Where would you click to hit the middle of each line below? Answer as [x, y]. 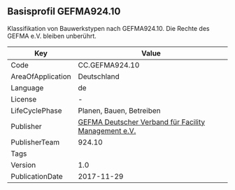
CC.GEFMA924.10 [109, 65]
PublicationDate [37, 176]
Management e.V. [107, 130]
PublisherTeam [35, 142]
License [24, 99]
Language [27, 88]
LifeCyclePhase [36, 110]
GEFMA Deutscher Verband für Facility [141, 122]
